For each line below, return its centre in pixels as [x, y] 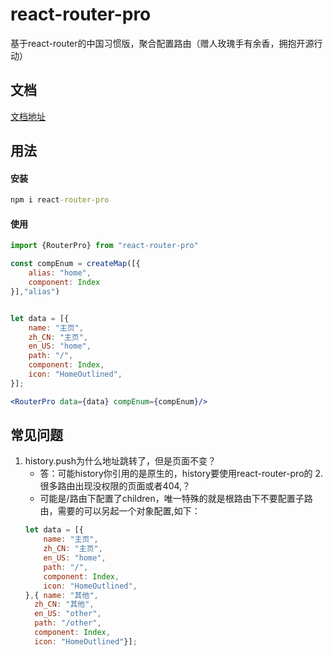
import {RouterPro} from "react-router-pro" [104, 246]
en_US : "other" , [68, 614]
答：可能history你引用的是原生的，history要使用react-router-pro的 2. [181, 474]
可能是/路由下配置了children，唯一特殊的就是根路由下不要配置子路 [176, 499]
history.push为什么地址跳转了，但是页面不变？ [120, 461]
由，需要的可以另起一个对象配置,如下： [120, 511]
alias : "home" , [60, 273]
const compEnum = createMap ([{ [75, 264]
